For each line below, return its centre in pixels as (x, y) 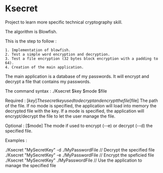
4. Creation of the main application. (44, 67)
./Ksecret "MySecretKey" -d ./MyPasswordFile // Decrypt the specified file (80, 149)
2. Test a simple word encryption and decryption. (58, 54)
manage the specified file (31, 165)
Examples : (16, 140)
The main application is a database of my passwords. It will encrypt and (77, 76)
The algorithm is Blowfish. (31, 31)
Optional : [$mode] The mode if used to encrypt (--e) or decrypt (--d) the (79, 125)
